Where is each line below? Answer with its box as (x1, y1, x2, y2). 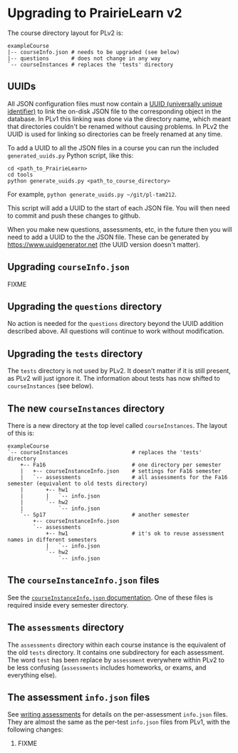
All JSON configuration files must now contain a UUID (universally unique (7, 99, 223, 108)
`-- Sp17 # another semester (20, 511, 190, 518)
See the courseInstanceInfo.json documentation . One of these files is (7, 593, 214, 602)
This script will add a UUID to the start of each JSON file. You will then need (7, 203, 230, 212)
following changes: (7, 725, 63, 734)
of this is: (7, 429, 34, 437)
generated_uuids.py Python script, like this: (7, 151, 134, 160)
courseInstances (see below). (7, 381, 94, 390)
